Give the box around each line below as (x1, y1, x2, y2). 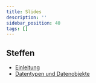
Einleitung (14, 64, 40, 71)
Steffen (6, 48, 35, 58)
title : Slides (6, 8, 42, 15)
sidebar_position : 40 (6, 20, 61, 26)
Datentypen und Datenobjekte (14, 70, 91, 78)
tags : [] (6, 25, 28, 32)
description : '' (6, 14, 47, 20)
